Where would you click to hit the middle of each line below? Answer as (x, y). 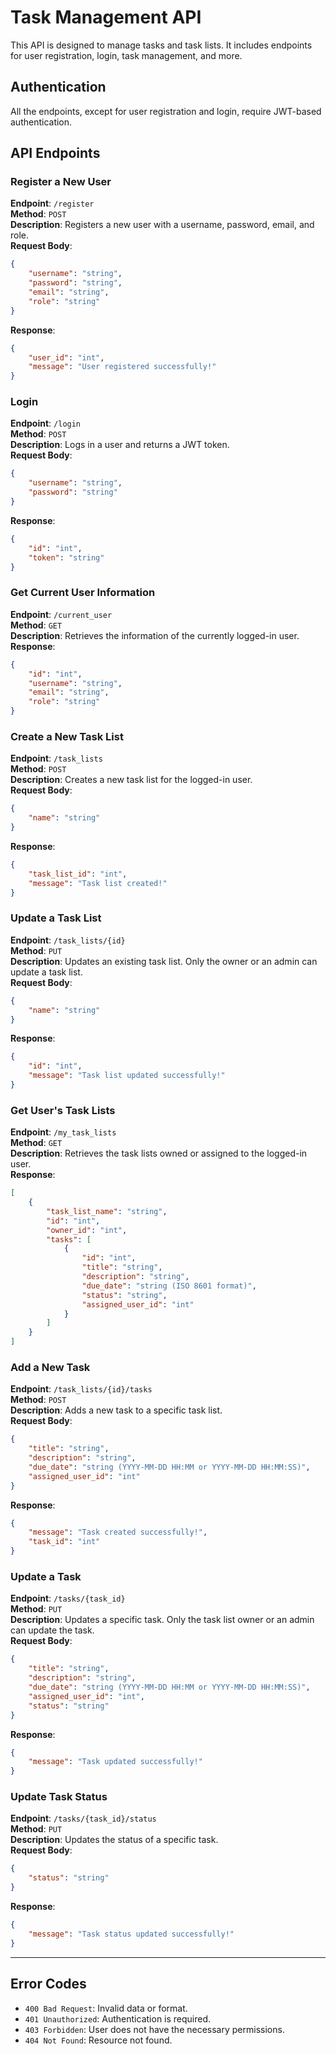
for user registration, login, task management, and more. (126, 55)
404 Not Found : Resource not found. (98, 2040)
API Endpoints (55, 153)
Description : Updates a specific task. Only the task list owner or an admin (162, 1620)
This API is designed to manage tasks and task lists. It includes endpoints (161, 45)
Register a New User (61, 182)
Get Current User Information (83, 593)
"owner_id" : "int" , (87, 1230)
